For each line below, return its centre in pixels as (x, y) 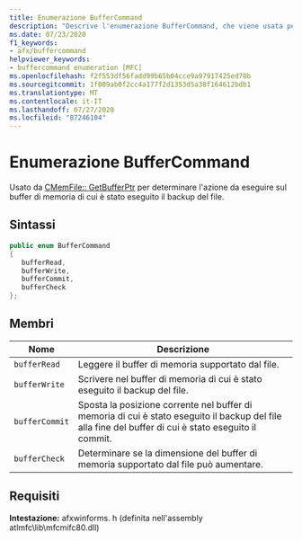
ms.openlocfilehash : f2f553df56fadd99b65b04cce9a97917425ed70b (130, 76)
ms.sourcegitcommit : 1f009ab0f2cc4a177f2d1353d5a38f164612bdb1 (130, 84)
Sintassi (32, 225)
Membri (31, 324)
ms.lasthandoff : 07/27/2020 (62, 110)
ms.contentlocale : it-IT (56, 101)
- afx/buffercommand (48, 51)
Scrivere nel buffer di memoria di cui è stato (170, 378)
